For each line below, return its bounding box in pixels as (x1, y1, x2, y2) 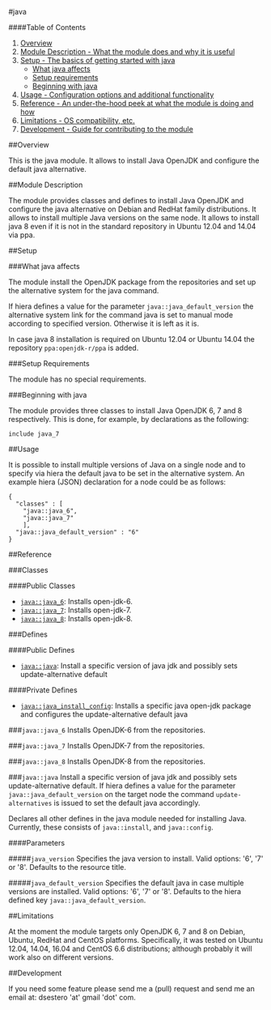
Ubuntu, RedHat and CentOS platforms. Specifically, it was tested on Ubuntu (8, 935, 263, 944)
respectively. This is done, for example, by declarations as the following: (8, 415, 249, 424)
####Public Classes (8, 581, 75, 590)
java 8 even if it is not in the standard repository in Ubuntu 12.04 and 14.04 (8, 222, 256, 231)
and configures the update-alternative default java (19, 710, 188, 719)
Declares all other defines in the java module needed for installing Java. (8, 814, 247, 823)
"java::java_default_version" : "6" (15, 528, 139, 536)
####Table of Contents (8, 23, 87, 32)
